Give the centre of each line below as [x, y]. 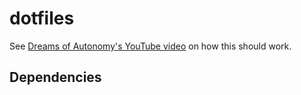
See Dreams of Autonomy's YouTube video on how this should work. [150, 46]
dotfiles [42, 18]
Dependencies [55, 77]
